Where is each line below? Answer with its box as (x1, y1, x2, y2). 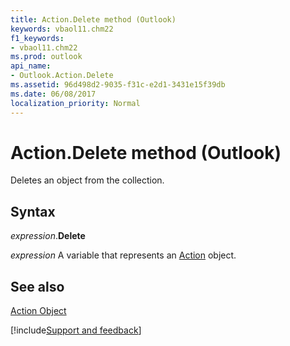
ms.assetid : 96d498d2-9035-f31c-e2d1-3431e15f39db (10, 80, 226, 90)
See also (10, 278, 65, 295)
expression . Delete (10, 230, 86, 242)
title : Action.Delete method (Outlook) (10, 14, 177, 25)
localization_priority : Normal (10, 98, 141, 108)
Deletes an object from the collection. (10, 174, 165, 186)
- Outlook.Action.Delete (10, 71, 114, 81)
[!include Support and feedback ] (10, 324, 142, 336)
